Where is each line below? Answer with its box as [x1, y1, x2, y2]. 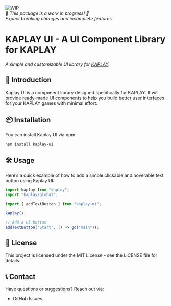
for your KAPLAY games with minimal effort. [5, 100, 98, 106]
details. [5, 258, 21, 264]
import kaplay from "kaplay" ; [5, 187, 70, 193]
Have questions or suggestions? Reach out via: [5, 286, 104, 292]
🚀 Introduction [5, 76, 52, 85]
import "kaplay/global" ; [5, 192, 58, 198]
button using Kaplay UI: [5, 178, 55, 184]
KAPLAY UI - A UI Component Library [5, 34, 166, 45]
